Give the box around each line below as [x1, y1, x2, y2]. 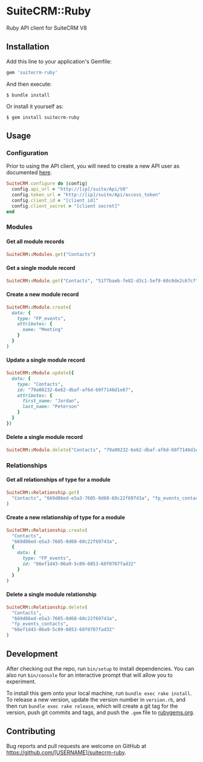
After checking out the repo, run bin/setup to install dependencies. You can [6, 665, 195, 672]
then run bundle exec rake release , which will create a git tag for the [6, 702, 178, 709]
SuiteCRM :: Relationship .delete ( [6, 604, 88, 610]
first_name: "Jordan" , [22, 398, 80, 404]
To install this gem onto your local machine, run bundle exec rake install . [6, 690, 192, 697]
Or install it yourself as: [6, 103, 63, 110]
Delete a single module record [6, 434, 83, 441]
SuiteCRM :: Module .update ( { [6, 370, 74, 376]
